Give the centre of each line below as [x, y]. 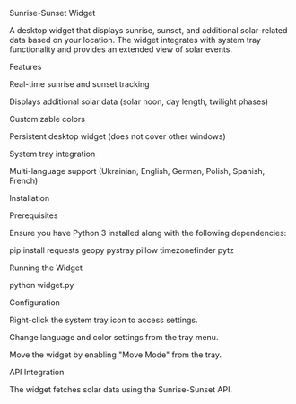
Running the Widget [46, 268]
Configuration [35, 303]
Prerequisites [34, 215]
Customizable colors [47, 119]
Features [26, 67]
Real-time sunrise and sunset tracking [79, 84]
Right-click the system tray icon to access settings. [104, 320]
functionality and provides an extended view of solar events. [121, 49]
